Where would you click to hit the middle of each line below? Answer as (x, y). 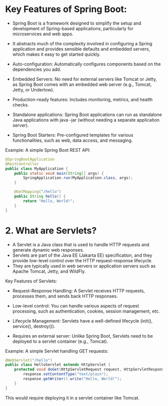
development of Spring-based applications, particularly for (73, 28)
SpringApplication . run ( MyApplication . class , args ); (78, 178)
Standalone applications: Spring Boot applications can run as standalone (87, 115)
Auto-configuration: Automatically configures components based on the (86, 64)
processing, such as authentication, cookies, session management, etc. (86, 311)
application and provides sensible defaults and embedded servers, (81, 49)
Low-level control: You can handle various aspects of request (75, 306)
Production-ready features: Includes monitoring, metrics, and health (82, 99)
